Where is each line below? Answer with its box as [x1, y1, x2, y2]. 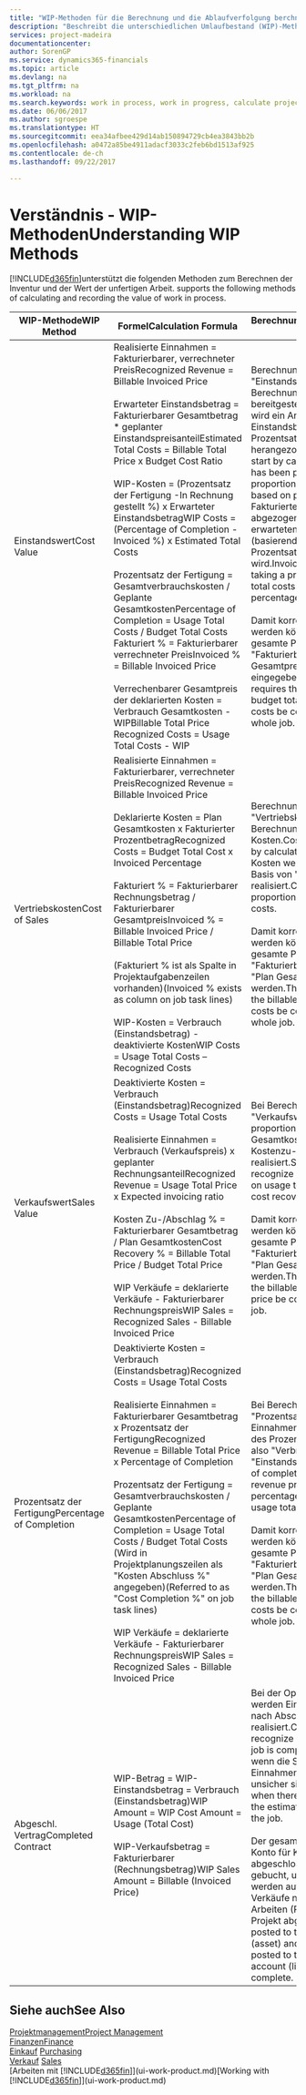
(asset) [250, 1937, 282, 1950]
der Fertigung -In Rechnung [113, 489, 234, 502]
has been [250, 466, 291, 479]
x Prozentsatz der [113, 1422, 189, 1435]
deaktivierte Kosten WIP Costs [113, 1039, 240, 1052]
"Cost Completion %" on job [113, 1592, 235, 1605]
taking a [250, 568, 285, 581]
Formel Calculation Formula [117, 320, 239, 332]
